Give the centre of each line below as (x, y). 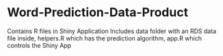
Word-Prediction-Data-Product (98, 12)
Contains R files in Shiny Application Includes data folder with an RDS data (112, 31)
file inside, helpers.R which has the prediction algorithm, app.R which (104, 38)
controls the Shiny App (39, 45)
